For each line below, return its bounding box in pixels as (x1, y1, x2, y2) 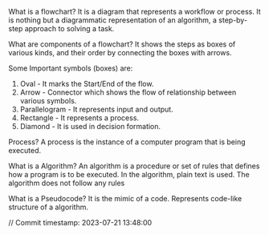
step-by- (218, 15, 247, 25)
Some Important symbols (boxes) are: (8, 63, 133, 73)
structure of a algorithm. (8, 202, 89, 212)
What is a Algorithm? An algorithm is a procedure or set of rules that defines (8, 161, 260, 171)
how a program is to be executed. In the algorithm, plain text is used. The (8, 170, 251, 179)
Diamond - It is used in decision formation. (19, 122, 161, 131)
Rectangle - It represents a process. (19, 113, 139, 123)
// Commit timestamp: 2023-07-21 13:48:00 (8, 218, 153, 227)
